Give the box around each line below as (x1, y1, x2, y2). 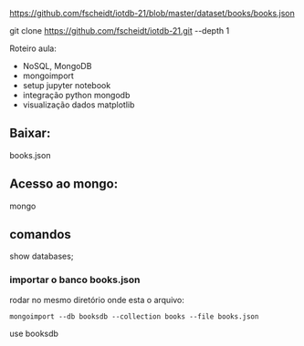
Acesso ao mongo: (9, 177, 119, 192)
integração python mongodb (22, 90, 131, 100)
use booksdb (9, 328, 59, 339)
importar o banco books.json (9, 273, 141, 286)
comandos (9, 227, 71, 242)
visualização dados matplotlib (22, 99, 135, 110)
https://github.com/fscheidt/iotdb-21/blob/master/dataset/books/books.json (9, 8, 295, 18)
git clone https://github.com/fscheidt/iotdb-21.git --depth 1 (9, 25, 230, 36)
